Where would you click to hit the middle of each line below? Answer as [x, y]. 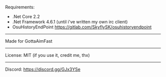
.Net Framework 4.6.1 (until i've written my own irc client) [70, 22]
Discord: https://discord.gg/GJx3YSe [43, 69]
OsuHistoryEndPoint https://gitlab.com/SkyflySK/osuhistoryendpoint [82, 27]
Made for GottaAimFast [29, 41]
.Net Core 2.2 [26, 16]
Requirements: [20, 7]
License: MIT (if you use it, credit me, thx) [47, 55]
